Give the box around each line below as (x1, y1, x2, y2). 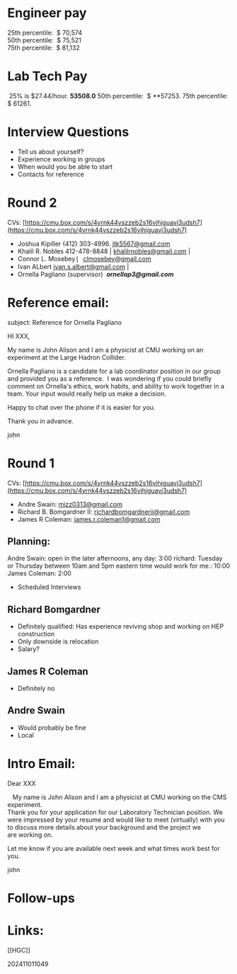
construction (17, 630, 55, 638)
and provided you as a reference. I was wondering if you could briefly (7, 374, 212, 383)
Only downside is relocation (17, 637, 99, 646)
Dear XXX (7, 779, 37, 787)
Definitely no (17, 684, 55, 693)
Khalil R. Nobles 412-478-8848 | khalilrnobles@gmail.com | (17, 246, 191, 256)
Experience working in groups (17, 154, 105, 164)
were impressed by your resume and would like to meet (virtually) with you (7, 815, 225, 824)
